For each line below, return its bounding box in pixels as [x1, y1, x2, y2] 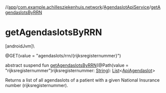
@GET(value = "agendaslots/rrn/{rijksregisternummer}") [5, 52, 121, 58]
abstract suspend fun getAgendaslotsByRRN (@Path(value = [5, 62, 129, 68]
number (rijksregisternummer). [5, 82, 68, 88]
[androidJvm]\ [5, 43, 35, 49]
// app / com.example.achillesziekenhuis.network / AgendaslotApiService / [5, 4, 151, 10]
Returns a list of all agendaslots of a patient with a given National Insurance [5, 77, 160, 83]
